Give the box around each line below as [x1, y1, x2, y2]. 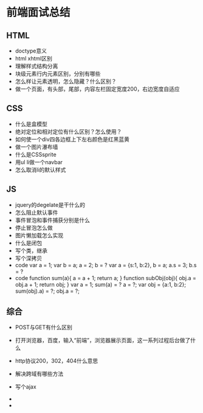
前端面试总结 [6, 5, 71, 20]
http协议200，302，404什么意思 [15, 357, 98, 365]
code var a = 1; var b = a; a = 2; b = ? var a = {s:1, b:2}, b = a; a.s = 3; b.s [15, 261, 197, 268]
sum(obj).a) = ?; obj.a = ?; [15, 287, 80, 295]
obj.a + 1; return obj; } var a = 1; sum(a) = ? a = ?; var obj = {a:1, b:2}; [15, 281, 187, 288]
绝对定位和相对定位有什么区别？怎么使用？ [15, 127, 122, 135]
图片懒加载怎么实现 [15, 231, 64, 239]
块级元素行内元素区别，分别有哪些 [15, 70, 101, 77]
